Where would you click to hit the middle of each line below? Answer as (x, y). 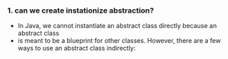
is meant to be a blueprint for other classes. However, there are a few (119, 41)
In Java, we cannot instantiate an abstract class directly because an (117, 26)
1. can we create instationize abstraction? (81, 11)
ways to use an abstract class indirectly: (77, 48)
